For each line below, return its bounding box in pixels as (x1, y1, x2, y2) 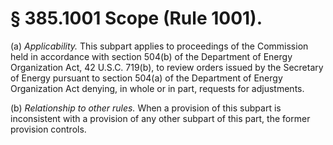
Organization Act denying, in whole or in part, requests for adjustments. (10, 82, 305, 94)
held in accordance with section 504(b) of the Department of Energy (10, 50, 293, 62)
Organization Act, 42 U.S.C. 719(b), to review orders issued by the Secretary (10, 61, 324, 73)
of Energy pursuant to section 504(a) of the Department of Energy (10, 72, 283, 84)
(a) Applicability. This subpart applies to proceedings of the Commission (10, 40, 309, 52)
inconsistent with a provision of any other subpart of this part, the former (10, 112, 311, 124)
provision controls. (10, 123, 87, 135)
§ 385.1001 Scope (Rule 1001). (10, 7, 263, 30)
